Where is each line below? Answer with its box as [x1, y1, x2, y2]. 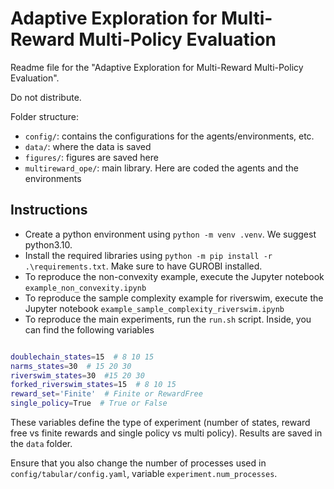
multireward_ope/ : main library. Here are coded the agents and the [24, 162, 299, 174]
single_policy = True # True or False [10, 398, 168, 409]
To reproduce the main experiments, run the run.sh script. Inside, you [24, 313, 312, 325]
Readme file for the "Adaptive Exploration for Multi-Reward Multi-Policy [10, 61, 304, 73]
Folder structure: [10, 110, 80, 122]
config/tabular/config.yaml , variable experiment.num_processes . [10, 468, 278, 479]
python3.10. [24, 238, 73, 251]
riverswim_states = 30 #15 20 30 [10, 370, 145, 381]
